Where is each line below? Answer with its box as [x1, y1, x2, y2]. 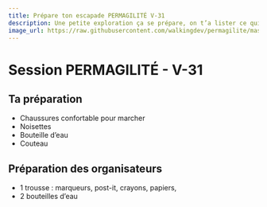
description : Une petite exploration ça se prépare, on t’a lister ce [8, 19, 247, 27]
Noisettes [19, 122, 52, 131]
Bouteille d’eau [19, 131, 69, 140]
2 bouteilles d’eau [19, 192, 78, 201]
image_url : [8, 26, 44, 34]
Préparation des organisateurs [8, 162, 163, 175]
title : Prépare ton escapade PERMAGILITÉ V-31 [8, 11, 165, 20]
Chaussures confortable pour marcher [19, 113, 145, 123]
